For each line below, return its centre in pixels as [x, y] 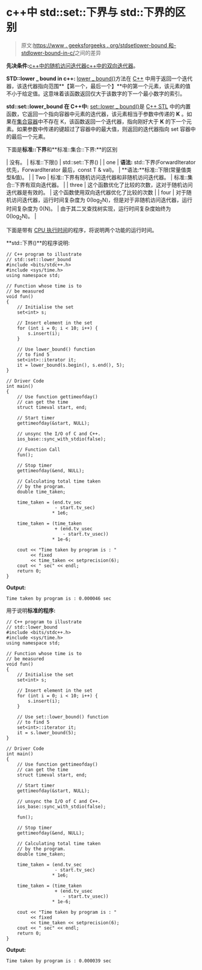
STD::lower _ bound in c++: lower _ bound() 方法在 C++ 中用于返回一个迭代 [99, 78]
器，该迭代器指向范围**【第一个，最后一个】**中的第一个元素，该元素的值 [99, 86]
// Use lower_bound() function [56, 349]
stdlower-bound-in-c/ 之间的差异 [61, 52]
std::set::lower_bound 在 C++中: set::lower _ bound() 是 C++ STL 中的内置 [99, 106]
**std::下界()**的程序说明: [38, 242]
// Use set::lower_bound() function [63, 717]
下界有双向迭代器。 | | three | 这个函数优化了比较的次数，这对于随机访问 [104, 185]
